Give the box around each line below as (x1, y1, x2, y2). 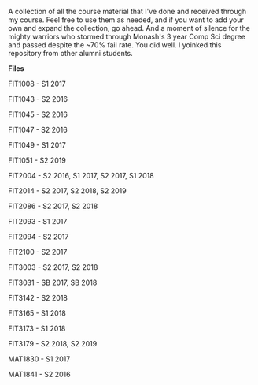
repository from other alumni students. (8, 49, 134, 58)
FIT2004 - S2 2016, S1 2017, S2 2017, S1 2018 (8, 171, 155, 180)
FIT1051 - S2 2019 (8, 155, 67, 165)
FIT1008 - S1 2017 (8, 79, 66, 88)
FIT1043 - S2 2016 (8, 95, 68, 103)
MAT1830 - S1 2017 (8, 354, 71, 364)
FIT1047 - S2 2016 (8, 125, 68, 134)
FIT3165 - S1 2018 (8, 308, 67, 318)
